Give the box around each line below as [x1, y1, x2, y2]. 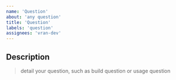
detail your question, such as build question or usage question [20, 67, 171, 74]
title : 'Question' [6, 19, 51, 25]
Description [6, 52, 50, 62]
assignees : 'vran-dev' [6, 30, 61, 36]
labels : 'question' [6, 25, 54, 31]
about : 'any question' [6, 14, 61, 20]
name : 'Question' [6, 8, 49, 15]
